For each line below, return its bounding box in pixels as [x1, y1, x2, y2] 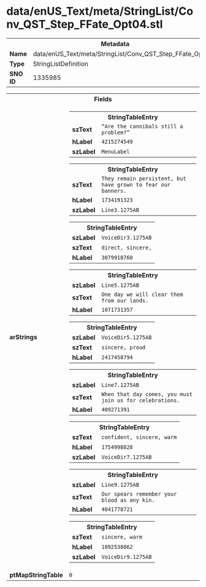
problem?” [101, 129, 130, 136]
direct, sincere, [101, 244, 152, 251]
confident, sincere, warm [101, 433, 177, 440]
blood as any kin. [101, 496, 155, 503]
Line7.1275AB [101, 381, 140, 388]
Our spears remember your [101, 490, 177, 497]
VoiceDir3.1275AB [101, 234, 152, 241]
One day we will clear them [101, 290, 183, 298]
